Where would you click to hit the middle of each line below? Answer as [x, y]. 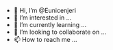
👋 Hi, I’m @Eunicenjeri [45, 10]
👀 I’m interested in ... [42, 18]
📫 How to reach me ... [45, 40]
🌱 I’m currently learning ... [50, 25]
